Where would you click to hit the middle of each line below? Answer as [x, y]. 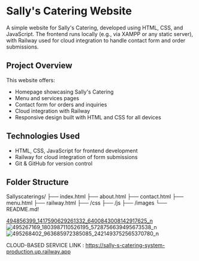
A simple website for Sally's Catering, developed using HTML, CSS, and [95, 28]
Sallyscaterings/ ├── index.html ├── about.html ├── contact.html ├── [95, 197]
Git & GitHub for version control [54, 163]
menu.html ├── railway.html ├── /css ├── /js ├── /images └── [87, 203]
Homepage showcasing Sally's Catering [64, 92]
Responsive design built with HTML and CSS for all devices [88, 117]
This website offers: [31, 80]
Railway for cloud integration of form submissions [76, 157]
